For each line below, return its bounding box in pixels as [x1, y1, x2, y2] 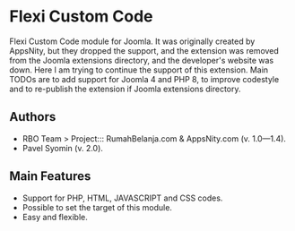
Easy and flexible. [22, 211, 88, 222]
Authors [9, 109, 56, 124]
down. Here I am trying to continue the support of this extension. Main [9, 64, 269, 75]
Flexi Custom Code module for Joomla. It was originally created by [9, 36, 256, 47]
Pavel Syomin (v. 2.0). [22, 142, 103, 153]
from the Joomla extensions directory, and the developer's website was [9, 55, 274, 65]
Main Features [9, 168, 91, 184]
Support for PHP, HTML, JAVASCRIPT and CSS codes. [22, 192, 223, 203]
